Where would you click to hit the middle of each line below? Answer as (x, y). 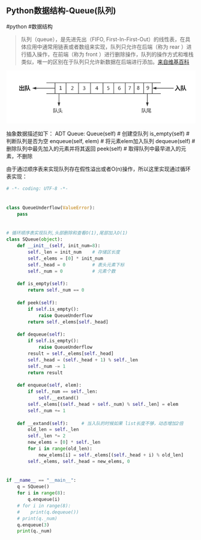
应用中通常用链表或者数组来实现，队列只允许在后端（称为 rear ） (106, 46)
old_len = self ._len (53, 430)
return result (45, 373)
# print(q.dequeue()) (48, 512)
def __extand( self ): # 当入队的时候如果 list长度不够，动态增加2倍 (100, 423)
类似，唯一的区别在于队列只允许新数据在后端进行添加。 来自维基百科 (105, 61)
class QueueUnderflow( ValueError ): (51, 207)
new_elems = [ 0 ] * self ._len (64, 443)
